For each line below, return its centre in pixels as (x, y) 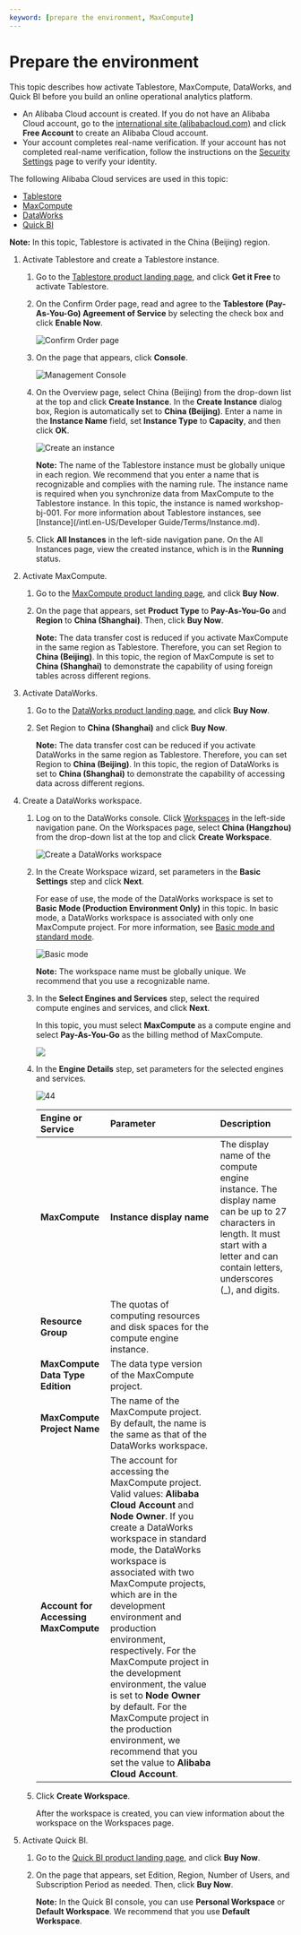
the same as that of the (159, 1434)
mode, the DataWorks (156, 1550)
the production (142, 1729)
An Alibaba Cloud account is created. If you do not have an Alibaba (146, 114)
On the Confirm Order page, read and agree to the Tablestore (150, 303)
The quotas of (140, 1304)
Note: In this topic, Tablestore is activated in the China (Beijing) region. (140, 242)
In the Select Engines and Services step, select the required (147, 998)
